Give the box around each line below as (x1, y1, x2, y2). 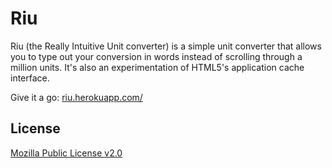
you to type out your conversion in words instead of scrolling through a (10, 50, 303, 62)
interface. (10, 72, 50, 84)
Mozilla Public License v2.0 (10, 147, 123, 159)
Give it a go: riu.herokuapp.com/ (10, 91, 143, 103)
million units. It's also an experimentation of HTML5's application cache (10, 61, 305, 73)
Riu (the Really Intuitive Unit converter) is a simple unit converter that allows (10, 40, 322, 52)
